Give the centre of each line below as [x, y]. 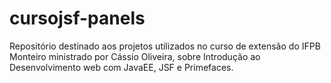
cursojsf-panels [77, 18]
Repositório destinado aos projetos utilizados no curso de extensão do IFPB [165, 46]
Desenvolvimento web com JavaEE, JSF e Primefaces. [121, 67]
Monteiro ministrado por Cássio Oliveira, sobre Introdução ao [135, 56]
